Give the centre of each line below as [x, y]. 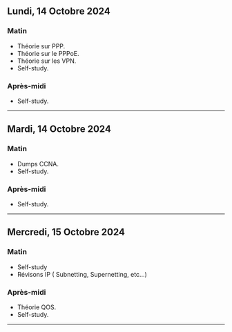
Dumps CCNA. [38, 164]
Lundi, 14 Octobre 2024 [59, 11]
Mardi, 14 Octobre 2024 [59, 129]
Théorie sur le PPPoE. [48, 53]
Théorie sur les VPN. [47, 61]
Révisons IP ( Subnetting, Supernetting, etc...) [82, 274]
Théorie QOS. [37, 307]
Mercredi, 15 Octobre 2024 [66, 232]
